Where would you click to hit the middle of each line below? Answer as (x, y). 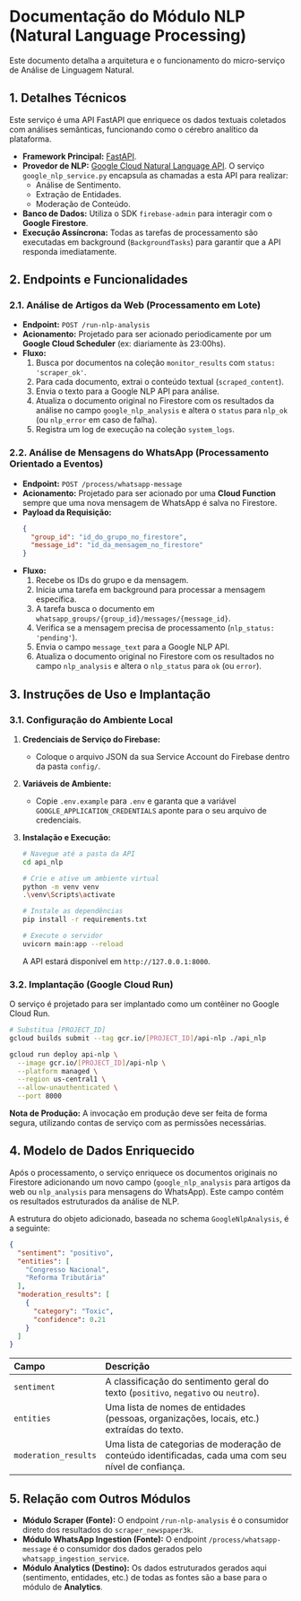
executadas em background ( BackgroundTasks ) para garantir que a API (151, 242)
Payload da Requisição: (67, 512)
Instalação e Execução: (66, 837)
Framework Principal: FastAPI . (79, 156)
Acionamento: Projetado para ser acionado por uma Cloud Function (149, 493)
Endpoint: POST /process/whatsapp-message (102, 483)
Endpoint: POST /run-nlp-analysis (86, 325)
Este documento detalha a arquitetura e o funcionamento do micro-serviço (147, 60)
